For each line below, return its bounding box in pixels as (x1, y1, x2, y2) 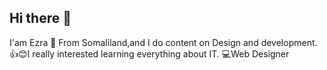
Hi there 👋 (9, 10, 72, 27)
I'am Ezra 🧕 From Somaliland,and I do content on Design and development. (9, 36, 318, 48)
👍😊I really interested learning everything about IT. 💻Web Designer (9, 47, 290, 60)
